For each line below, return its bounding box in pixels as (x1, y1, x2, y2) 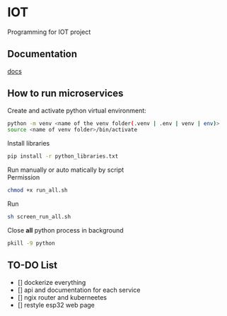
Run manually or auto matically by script (7, 165, 124, 174)
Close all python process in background (7, 226, 124, 234)
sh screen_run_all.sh (7, 213, 71, 221)
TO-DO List (7, 259, 58, 271)
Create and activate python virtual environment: (7, 106, 146, 115)
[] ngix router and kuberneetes (17, 293, 107, 301)
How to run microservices (7, 88, 124, 100)
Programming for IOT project (7, 28, 91, 36)
